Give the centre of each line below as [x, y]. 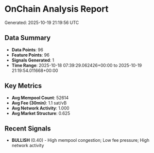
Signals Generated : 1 [33, 60]
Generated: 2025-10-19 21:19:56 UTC [42, 22]
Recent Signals [28, 128]
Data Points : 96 [27, 49]
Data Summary [28, 38]
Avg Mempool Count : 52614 [40, 98]
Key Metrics [23, 86]
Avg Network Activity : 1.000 [40, 108]
